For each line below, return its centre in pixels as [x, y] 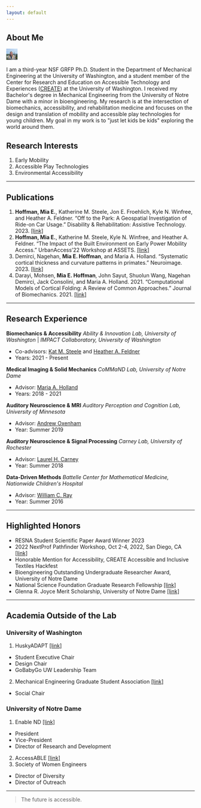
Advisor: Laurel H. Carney [47, 459]
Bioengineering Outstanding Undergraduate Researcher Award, [93, 572]
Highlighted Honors [43, 526]
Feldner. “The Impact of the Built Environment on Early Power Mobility [101, 244]
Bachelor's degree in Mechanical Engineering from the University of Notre [98, 95]
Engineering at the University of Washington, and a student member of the [98, 76]
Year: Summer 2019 [39, 429]
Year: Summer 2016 [39, 501]
